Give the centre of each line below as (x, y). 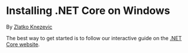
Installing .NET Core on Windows (88, 11)
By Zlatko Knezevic (29, 27)
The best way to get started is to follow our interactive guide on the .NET (94, 38)
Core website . (23, 44)
